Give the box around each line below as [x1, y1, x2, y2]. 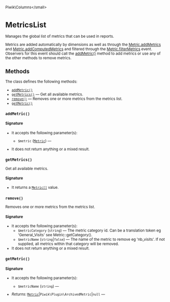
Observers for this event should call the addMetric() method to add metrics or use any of [5, 51, 161, 56]
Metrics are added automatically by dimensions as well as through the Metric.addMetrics [5, 42, 161, 47]
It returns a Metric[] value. [11, 185, 59, 190]
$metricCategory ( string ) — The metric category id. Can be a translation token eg [17, 228, 161, 233]
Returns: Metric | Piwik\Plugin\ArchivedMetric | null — [11, 292, 106, 297]
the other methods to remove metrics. [5, 55, 71, 61]
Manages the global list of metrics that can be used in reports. [5, 34, 114, 39]
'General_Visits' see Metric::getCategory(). [17, 233, 93, 238]
